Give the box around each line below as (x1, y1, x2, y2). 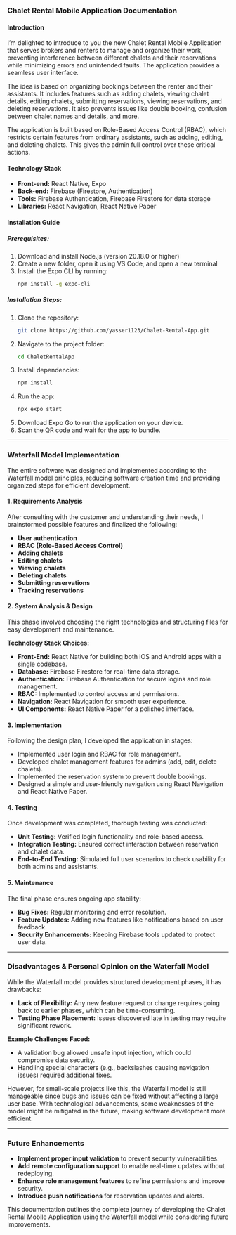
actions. (7, 148, 30, 157)
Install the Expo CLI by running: (17, 266, 108, 275)
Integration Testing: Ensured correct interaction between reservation (17, 840, 219, 849)
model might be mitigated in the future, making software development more (7, 1106, 226, 1115)
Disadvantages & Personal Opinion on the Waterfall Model (7, 962, 209, 972)
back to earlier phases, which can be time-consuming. (17, 1006, 176, 1014)
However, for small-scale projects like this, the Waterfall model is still (7, 1084, 206, 1092)
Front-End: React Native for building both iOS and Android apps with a (17, 652, 222, 660)
